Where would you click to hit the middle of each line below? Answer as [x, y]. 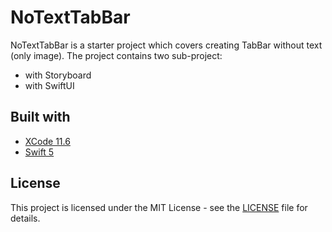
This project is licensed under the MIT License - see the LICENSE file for [159, 207]
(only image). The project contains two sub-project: [116, 55]
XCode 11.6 [47, 141]
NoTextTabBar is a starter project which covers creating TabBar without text [166, 45]
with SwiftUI [49, 85]
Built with [40, 117]
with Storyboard [58, 75]
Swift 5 [39, 152]
